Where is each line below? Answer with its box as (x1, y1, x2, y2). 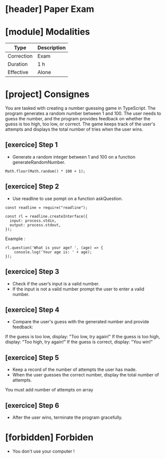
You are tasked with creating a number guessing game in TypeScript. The (5, 105, 156, 111)
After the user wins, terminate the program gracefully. (12, 414, 123, 420)
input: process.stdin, (9, 218, 57, 223)
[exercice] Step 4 (5, 305, 60, 314)
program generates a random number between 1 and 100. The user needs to (5, 110, 162, 116)
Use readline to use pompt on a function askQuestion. (12, 195, 123, 201)
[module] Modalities (5, 26, 90, 38)
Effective (7, 69, 28, 76)
